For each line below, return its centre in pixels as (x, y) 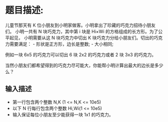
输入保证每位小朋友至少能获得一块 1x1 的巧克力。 (63, 114)
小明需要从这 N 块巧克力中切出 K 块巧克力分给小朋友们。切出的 (89, 38)
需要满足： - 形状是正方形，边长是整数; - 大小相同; (61, 44)
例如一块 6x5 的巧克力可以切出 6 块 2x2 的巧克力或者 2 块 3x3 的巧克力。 (81, 54)
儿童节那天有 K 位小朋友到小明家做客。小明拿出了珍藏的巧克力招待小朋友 (80, 25)
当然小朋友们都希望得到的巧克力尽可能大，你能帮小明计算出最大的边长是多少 (84, 65)
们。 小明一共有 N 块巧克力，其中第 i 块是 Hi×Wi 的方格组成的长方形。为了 (82, 31)
